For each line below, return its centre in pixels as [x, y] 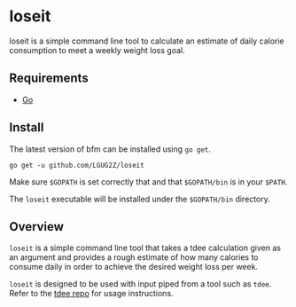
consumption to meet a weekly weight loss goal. [97, 50]
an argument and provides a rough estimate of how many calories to [134, 257]
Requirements [49, 79]
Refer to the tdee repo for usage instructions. [92, 294]
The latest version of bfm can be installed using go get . [110, 149]
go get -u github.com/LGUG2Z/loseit [77, 165]
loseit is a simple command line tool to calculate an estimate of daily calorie [147, 41]
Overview [37, 227]
